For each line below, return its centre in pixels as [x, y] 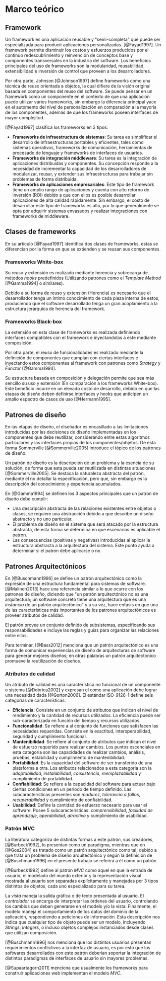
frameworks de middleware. [41, 216]
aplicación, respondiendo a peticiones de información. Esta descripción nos [83, 917]
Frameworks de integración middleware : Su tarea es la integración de [84, 158]
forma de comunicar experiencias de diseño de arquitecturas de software [80, 651]
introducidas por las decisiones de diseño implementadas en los [71, 432]
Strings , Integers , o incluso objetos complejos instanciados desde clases [79, 927]
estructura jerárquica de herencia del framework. [55, 309]
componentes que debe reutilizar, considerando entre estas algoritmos [78, 437]
